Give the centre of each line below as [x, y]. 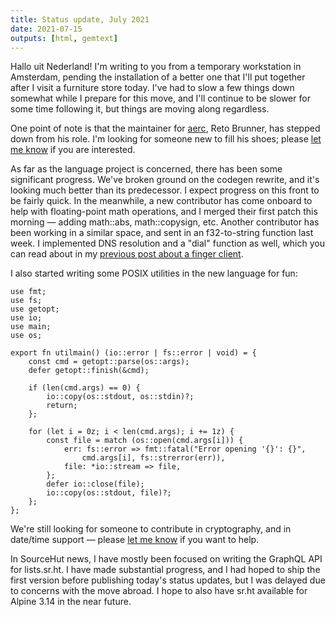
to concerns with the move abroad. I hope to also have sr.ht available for [159, 591]
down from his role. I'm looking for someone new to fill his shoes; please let [166, 139]
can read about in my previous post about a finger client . [127, 254]
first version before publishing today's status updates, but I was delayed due [168, 580]
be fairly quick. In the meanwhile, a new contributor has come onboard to [161, 201]
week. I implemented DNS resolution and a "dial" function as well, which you [167, 243]
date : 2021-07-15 [46, 29]
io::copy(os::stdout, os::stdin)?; [120, 397]
